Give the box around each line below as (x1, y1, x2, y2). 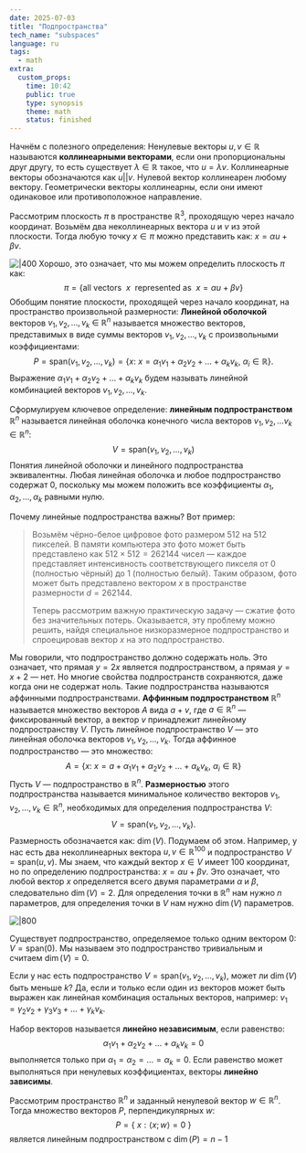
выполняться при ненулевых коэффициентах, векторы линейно (9, 1066, 259, 1077)
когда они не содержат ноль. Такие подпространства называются (9, 680, 269, 691)
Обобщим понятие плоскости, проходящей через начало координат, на (9, 296, 290, 307)
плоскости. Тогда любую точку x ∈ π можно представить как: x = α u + (9, 230, 288, 241)
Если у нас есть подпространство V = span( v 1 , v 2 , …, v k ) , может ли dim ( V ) (9, 970, 298, 983)
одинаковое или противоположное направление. (9, 191, 203, 202)
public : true (26, 90, 76, 99)
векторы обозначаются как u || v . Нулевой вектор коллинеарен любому (9, 172, 288, 183)
